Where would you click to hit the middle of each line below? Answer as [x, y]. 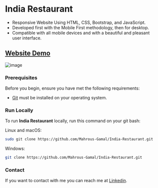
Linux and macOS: [23, 131]
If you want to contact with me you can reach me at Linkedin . [66, 181]
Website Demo [28, 53]
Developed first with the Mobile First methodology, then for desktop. [80, 27]
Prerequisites [21, 77]
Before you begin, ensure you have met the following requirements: [72, 88]
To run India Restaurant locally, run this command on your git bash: [73, 121]
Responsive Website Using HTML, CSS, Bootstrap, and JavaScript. [79, 22]
